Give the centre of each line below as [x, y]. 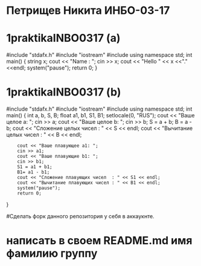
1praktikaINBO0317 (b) [64, 92]
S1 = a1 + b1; [35, 167]
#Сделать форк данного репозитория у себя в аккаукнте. [81, 216]
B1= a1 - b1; [33, 172]
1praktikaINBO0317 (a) [63, 38]
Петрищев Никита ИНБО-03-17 [88, 11]
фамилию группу [52, 254]
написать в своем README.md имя [99, 241]
